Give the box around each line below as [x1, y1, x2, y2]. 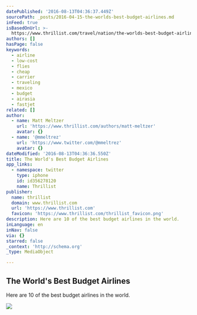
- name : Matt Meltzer [11, 118, 64, 124]
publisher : [6, 189, 33, 195]
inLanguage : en [6, 222, 43, 227]
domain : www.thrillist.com [11, 200, 77, 206]
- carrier [11, 74, 35, 80]
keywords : [6, 47, 30, 53]
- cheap [11, 69, 30, 75]
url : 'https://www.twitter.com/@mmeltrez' [16, 139, 122, 146]
